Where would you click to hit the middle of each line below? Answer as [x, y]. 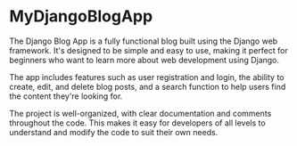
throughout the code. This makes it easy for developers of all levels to [137, 123]
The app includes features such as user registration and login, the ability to [147, 77]
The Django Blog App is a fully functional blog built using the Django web [144, 41]
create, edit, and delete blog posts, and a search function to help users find [148, 86]
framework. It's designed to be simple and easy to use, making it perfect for [148, 50]
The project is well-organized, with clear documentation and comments [140, 113]
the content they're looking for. [66, 96]
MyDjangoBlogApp [81, 16]
